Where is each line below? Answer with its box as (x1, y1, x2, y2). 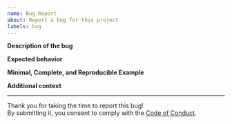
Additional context (7, 82, 62, 90)
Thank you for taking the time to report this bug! (7, 101, 144, 110)
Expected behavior (7, 55, 63, 63)
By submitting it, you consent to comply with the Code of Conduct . (7, 109, 197, 117)
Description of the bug (7, 42, 73, 50)
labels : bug (7, 23, 41, 30)
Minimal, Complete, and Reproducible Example (7, 68, 144, 76)
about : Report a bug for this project (7, 17, 119, 23)
